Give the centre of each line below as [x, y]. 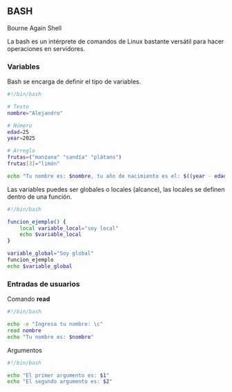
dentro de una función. [40, 197]
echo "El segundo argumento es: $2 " [60, 382]
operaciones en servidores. [46, 48]
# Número [20, 126]
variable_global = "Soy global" [51, 254]
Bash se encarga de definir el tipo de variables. [74, 81]
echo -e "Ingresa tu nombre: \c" [55, 324]
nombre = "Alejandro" [35, 113]
